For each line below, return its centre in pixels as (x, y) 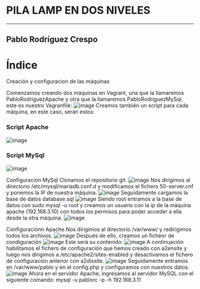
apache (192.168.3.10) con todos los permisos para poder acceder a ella (94, 211)
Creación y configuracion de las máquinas (58, 81)
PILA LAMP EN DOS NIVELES (78, 10)
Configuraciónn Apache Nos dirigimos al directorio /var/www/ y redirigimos (99, 229)
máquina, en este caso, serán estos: (51, 112)
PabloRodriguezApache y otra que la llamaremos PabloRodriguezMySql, (95, 99)
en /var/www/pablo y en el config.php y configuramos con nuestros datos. (98, 267)
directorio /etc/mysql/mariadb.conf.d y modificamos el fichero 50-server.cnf (100, 186)
